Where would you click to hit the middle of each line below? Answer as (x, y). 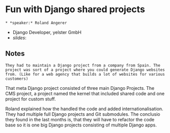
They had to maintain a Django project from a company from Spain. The (83, 65)
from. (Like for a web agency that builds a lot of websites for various (85, 74)
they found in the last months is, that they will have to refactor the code (80, 119)
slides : (20, 38)
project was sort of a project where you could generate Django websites (85, 70)
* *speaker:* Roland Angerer (36, 23)
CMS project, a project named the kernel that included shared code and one (85, 93)
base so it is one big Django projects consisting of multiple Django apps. (81, 125)
